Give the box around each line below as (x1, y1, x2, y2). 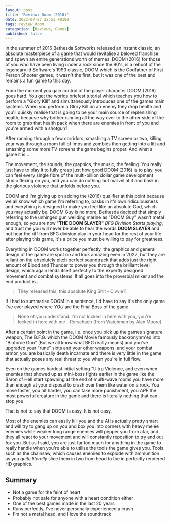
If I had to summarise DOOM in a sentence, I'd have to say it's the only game (5, 298, 165, 304)
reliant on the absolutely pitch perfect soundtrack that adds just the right (5, 257, 157, 263)
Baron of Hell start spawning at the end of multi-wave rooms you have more (5, 376, 164, 382)
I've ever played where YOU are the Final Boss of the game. (5, 304, 130, 310)
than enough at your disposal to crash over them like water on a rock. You (5, 382, 160, 388)
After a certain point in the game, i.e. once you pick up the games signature (5, 329, 163, 335)
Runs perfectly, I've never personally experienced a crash (12, 505, 133, 512)
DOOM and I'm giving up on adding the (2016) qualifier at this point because (5, 193, 165, 199)
